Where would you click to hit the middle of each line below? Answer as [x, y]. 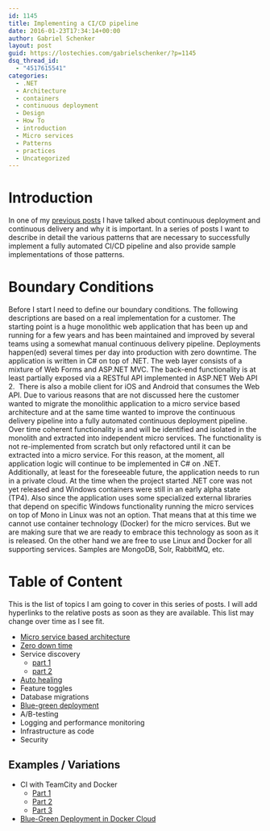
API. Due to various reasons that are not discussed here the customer [124, 395]
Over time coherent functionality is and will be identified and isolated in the [133, 430]
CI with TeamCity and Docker [69, 784]
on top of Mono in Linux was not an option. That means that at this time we [133, 515]
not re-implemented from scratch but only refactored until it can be [120, 447]
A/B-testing [39, 714]
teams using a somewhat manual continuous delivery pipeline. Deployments [135, 344]
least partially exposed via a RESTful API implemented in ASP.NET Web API [133, 378]
